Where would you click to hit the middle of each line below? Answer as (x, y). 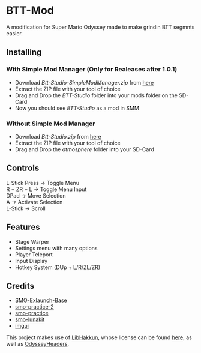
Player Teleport (34, 254)
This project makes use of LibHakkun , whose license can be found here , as (99, 337)
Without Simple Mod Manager (51, 124)
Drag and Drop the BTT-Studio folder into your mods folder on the (96, 95)
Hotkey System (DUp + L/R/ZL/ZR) (58, 267)
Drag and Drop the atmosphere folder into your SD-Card (85, 149)
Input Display (31, 261)
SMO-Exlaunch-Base (41, 300)
